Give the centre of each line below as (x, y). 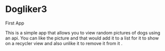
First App (15, 23)
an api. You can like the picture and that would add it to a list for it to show (82, 38)
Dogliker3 (26, 9)
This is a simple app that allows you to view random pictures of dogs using (83, 32)
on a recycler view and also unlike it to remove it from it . (64, 43)
